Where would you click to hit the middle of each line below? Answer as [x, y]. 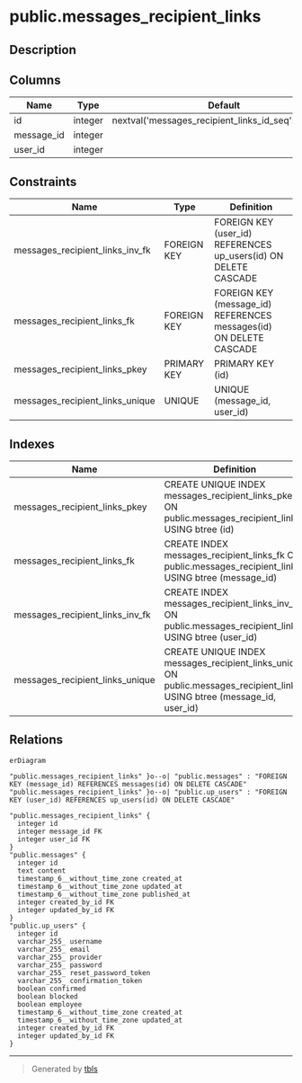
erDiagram [28, 760]
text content [42, 870]
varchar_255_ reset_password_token [84, 972]
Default [224, 105]
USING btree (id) [200, 529]
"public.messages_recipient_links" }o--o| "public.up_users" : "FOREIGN [148, 792]
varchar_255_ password [60, 965]
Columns [35, 80]
